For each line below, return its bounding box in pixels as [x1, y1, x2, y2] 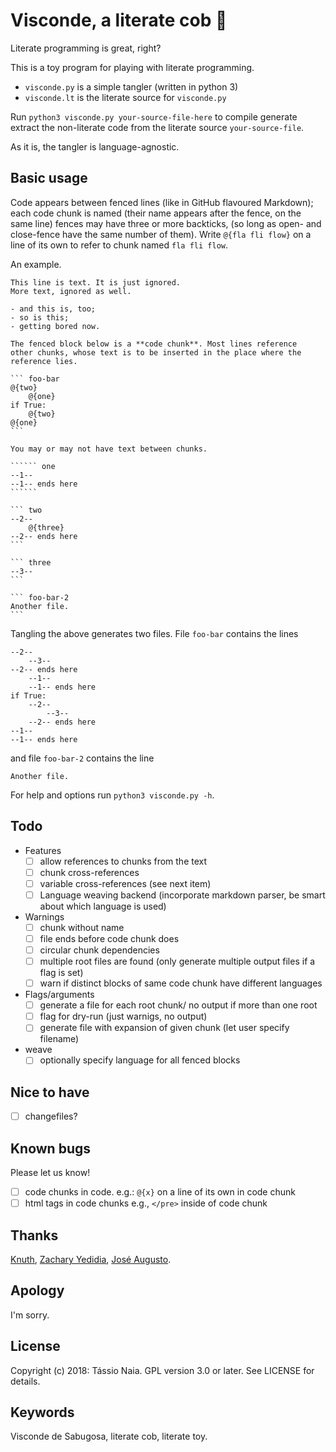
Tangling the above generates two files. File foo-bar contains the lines [10, 627, 299, 639]
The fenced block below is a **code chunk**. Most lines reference [10, 339, 298, 349]
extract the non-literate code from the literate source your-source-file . [10, 121, 305, 133]
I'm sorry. [10, 1309, 50, 1321]
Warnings [24, 910, 65, 923]
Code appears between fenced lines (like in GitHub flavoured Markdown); [10, 196, 314, 208]
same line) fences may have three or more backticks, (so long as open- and [10, 217, 322, 229]
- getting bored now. [10, 321, 101, 331]
